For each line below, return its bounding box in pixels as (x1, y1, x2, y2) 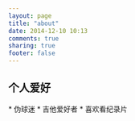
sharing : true (8, 42, 56, 50)
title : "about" (8, 19, 59, 27)
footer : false (8, 49, 56, 57)
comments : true (8, 34, 59, 43)
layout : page (8, 11, 52, 20)
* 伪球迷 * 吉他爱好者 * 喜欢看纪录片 (8, 104, 128, 114)
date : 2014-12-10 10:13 (8, 27, 88, 35)
